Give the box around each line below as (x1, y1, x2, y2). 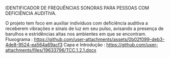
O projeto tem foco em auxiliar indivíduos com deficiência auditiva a (5, 20, 148, 26)
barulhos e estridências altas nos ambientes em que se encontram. (5, 31, 147, 37)
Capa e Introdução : (63, 42, 106, 48)
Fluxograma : (5, 36, 33, 42)
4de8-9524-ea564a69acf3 (5, 42, 63, 48)
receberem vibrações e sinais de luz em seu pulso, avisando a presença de (5, 25, 164, 32)
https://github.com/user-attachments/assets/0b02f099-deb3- (34, 36, 165, 42)
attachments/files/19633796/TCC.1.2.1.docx (5, 47, 96, 53)
